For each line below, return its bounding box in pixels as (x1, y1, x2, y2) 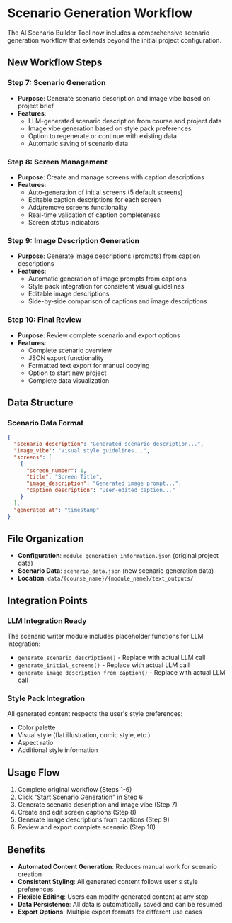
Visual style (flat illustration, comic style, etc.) (17, 731, 151, 739)
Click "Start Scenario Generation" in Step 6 (17, 793, 144, 802)
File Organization (7, 532, 85, 544)
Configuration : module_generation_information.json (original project (17, 552, 219, 560)
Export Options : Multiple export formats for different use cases (17, 907, 203, 916)
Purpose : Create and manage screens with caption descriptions (17, 172, 205, 181)
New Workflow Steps (7, 57, 103, 69)
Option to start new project (28, 369, 107, 377)
